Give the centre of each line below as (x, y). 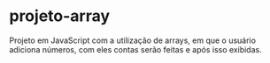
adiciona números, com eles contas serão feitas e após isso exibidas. (136, 49)
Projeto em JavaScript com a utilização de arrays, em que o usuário (133, 40)
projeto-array (60, 16)
